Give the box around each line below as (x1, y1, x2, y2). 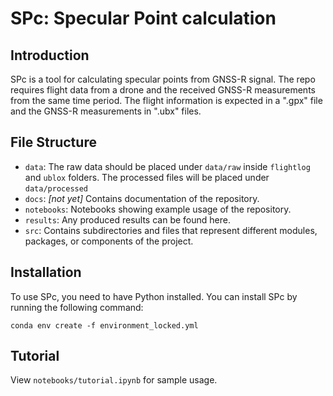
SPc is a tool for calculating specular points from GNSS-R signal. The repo (10, 73, 316, 85)
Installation (10, 264, 82, 281)
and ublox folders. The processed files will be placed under (24, 171, 270, 183)
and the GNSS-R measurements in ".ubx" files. (10, 105, 202, 117)
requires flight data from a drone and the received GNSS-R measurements (10, 84, 316, 96)
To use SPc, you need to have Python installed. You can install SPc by (10, 290, 298, 302)
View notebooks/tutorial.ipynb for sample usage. (10, 374, 218, 386)
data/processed (24, 183, 89, 194)
